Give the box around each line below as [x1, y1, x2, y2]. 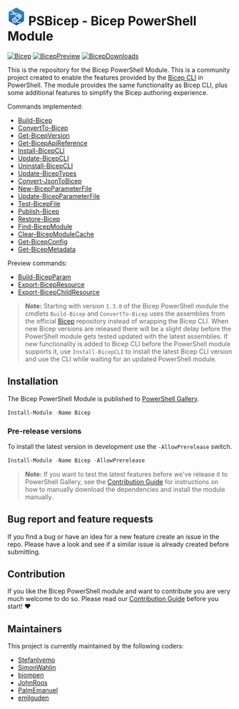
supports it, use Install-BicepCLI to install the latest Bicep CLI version [24, 347, 233, 356]
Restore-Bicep [17, 214, 61, 223]
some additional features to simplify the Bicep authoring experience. [7, 88, 208, 96]
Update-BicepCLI [17, 154, 69, 162]
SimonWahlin [17, 663, 56, 672]
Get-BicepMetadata [17, 245, 76, 253]
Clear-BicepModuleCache [17, 229, 94, 238]
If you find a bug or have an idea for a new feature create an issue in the [7, 532, 220, 540]
